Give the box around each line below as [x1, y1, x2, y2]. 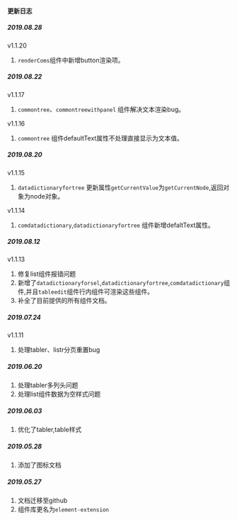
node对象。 [30, 192, 64, 200]
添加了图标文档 [17, 461, 62, 470]
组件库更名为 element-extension [17, 505, 110, 514]
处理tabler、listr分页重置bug [17, 345, 100, 354]
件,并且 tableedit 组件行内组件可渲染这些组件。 [17, 287, 154, 296]
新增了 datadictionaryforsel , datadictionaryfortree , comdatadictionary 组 [17, 279, 231, 287]
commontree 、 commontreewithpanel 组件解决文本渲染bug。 [17, 105, 185, 114]
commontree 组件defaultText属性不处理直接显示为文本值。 [17, 133, 184, 142]
